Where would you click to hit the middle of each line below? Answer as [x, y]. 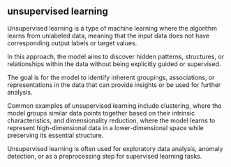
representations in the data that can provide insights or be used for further [114, 85]
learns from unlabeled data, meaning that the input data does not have [109, 35]
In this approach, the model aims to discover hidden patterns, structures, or [116, 56]
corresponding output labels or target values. [72, 43]
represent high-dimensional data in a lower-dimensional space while [105, 127]
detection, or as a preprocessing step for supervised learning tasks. [105, 156]
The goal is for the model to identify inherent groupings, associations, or [111, 77]
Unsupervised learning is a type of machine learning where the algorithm [112, 28]
